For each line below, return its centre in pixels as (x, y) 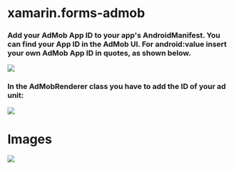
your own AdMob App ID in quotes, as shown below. (99, 53)
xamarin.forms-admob (76, 13)
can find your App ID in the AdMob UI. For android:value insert (117, 44)
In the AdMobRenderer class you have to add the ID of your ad (117, 87)
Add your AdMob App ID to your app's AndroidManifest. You (114, 36)
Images (30, 139)
